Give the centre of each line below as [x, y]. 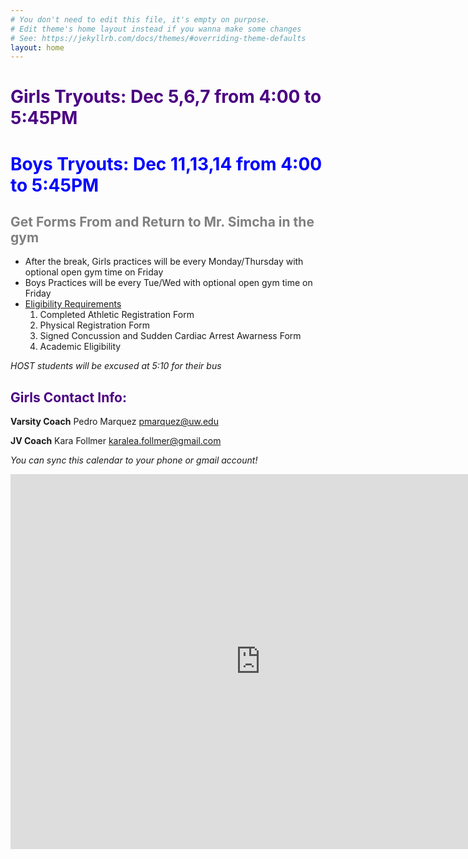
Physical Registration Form [95, 325]
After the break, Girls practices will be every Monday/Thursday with [164, 262]
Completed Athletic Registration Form [117, 315]
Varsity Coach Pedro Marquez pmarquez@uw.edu [114, 422]
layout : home [37, 47]
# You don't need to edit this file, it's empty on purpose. [140, 19]
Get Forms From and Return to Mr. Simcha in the [162, 222]
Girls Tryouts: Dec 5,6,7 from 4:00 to [166, 97]
